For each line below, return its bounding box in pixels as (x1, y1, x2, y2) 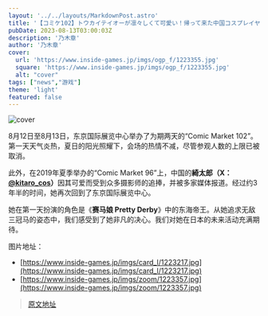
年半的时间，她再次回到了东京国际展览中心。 (8, 188, 156, 197)
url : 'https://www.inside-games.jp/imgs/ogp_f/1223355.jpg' (15, 57, 219, 64)
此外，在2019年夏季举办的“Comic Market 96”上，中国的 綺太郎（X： (8, 168, 233, 178)
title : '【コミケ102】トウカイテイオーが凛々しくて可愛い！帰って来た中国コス (8, 19, 238, 27)
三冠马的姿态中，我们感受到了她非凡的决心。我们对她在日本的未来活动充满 (8, 215, 253, 224)
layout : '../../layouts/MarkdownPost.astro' (8, 11, 159, 20)
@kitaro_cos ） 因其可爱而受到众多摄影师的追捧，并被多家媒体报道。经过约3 (8, 178, 258, 188)
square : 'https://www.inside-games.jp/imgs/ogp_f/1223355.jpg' (15, 64, 230, 72)
